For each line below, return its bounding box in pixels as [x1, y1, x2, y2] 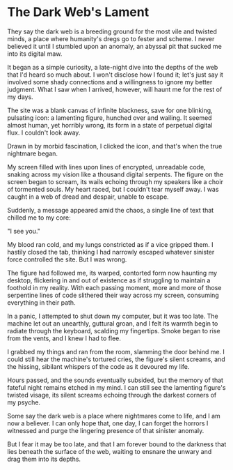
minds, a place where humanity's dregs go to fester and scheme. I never [7, 34, 215, 43]
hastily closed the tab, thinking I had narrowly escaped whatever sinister [7, 248, 215, 256]
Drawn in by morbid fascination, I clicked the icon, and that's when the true [7, 142, 223, 150]
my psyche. [7, 398, 40, 407]
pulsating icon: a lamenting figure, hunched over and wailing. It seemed [7, 113, 212, 122]
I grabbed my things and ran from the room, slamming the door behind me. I [7, 347, 225, 356]
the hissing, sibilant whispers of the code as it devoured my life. [7, 362, 190, 370]
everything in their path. [7, 298, 76, 307]
